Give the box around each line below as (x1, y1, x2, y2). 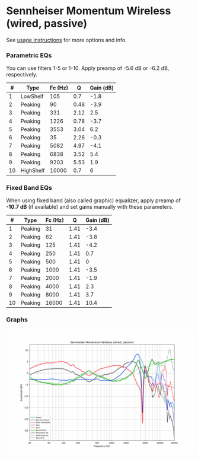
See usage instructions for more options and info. (6, 36, 127, 43)
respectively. (6, 71, 37, 78)
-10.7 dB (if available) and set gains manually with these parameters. (6, 203, 174, 211)
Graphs (6, 315, 28, 324)
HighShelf (20, 167, 45, 174)
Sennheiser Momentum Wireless (6, 4, 171, 18)
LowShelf (20, 93, 44, 100)
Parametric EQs (6, 51, 52, 59)
